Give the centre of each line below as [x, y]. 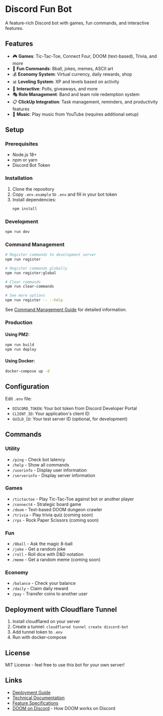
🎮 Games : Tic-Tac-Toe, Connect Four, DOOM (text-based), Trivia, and [84, 56]
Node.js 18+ [25, 155]
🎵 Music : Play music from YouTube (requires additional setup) [75, 114]
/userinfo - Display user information [49, 470]
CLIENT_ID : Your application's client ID [51, 413]
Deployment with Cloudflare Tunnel [61, 609]
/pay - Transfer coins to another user [50, 594]
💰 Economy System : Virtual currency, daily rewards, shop [72, 74]
